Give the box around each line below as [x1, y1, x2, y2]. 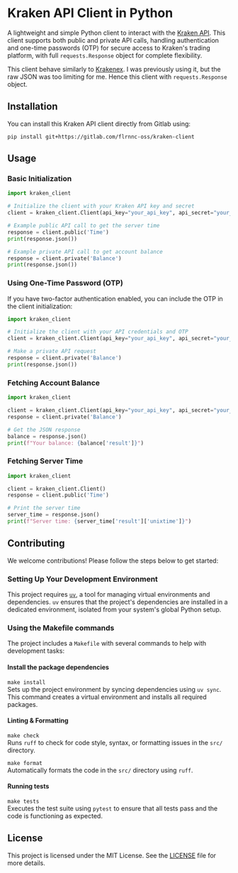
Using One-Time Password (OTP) [7, 278, 124, 288]
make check [7, 732, 40, 739]
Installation [7, 101, 58, 113]
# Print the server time [7, 504, 81, 512]
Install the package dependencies [7, 663, 110, 671]
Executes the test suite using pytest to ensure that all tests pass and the [7, 804, 218, 813]
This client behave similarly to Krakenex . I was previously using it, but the [7, 65, 221, 73]
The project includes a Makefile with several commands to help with [7, 639, 207, 648]
